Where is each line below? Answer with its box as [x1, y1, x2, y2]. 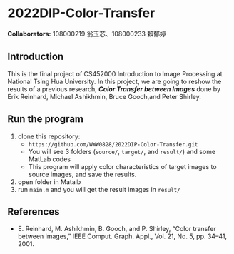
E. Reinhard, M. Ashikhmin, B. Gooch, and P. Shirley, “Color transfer [17, 225, 216, 233]
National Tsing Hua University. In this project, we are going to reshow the [7, 77, 222, 86]
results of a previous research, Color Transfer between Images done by [7, 84, 221, 93]
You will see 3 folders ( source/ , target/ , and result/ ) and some [28, 147, 216, 156]
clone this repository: [17, 132, 81, 141]
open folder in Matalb [17, 177, 81, 186]
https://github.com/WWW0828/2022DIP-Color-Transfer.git [28, 141, 198, 148]
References [7, 205, 60, 218]
